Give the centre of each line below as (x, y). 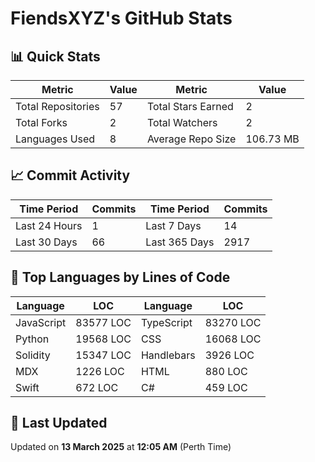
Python (32, 339)
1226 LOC (100, 371)
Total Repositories (57, 106)
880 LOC (226, 371)
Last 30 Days (46, 242)
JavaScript (41, 322)
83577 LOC (103, 322)
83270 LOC (233, 322)
